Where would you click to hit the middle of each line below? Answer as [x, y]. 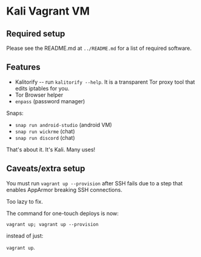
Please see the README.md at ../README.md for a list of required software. [99, 48]
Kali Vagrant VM [48, 11]
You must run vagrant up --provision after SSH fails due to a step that [94, 183]
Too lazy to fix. [25, 201]
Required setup [36, 34]
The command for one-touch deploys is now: [63, 213]
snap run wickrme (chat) [45, 131]
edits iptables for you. [42, 88]
